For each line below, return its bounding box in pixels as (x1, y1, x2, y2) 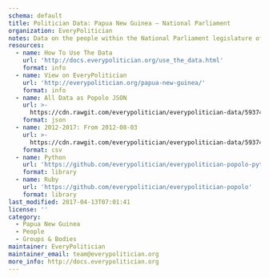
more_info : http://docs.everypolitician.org (8, 257, 159, 265)
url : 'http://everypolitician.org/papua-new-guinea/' (22, 79, 206, 87)
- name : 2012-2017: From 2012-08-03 (15, 123, 138, 131)
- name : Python (15, 153, 66, 161)
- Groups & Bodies (15, 236, 78, 244)
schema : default (8, 11, 62, 20)
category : (8, 213, 42, 221)
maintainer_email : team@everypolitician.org (8, 250, 159, 258)
